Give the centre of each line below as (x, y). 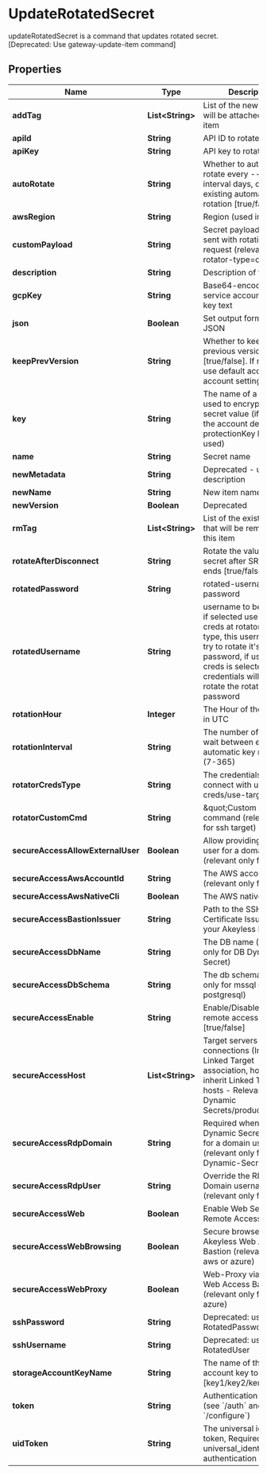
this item (219, 538)
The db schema (232, 974)
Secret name (227, 456)
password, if (226, 656)
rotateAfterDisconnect (56, 560)
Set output (222, 318)
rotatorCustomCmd (50, 817)
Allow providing (232, 840)
